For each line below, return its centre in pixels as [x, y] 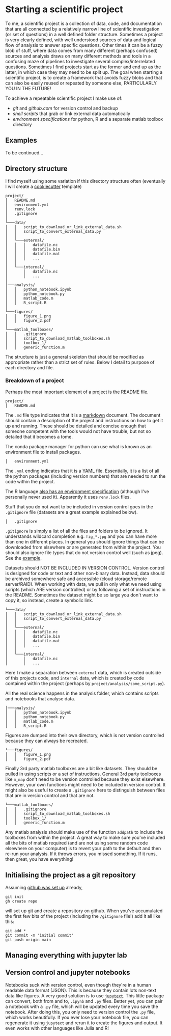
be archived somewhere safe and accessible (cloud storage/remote [76, 579]
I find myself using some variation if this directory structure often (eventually [85, 181]
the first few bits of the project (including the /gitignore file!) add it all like [83, 916]
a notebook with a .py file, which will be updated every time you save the [82, 1006]
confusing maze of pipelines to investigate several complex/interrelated [80, 61]
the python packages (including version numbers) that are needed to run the [85, 476]
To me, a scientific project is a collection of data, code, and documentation [83, 23]
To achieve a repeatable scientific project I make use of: [64, 98]
